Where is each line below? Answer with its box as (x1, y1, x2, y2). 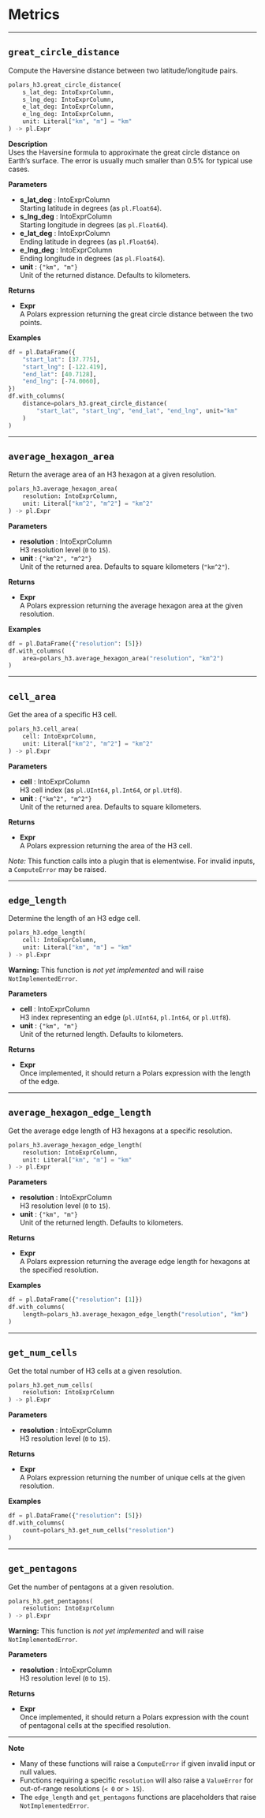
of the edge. (19, 1076, 60, 1086)
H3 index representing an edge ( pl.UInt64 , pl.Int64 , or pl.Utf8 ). (19, 1012, 231, 1022)
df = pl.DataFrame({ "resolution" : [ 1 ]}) (8, 1296, 144, 1304)
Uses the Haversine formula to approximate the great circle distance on (8, 148, 241, 157)
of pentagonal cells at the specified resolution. (19, 1721, 171, 1730)
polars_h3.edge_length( (8, 929, 87, 937)
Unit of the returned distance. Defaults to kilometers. (19, 270, 191, 279)
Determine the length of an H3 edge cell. (8, 914, 140, 923)
